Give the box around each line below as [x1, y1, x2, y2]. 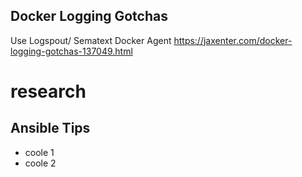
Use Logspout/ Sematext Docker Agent [10, 34, 172, 46]
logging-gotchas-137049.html [10, 45, 133, 57]
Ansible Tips [10, 120, 91, 137]
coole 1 [24, 146, 55, 158]
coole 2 [24, 157, 57, 169]
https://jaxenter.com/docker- [173, 34, 293, 46]
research [10, 80, 87, 103]
